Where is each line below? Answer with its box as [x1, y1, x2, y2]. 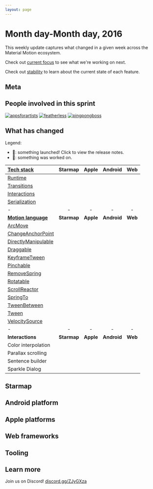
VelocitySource [7, 318, 43, 324]
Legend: [5, 140, 22, 146]
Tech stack [7, 166, 34, 173]
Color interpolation [7, 342, 50, 348]
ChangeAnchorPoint [7, 230, 54, 237]
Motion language [7, 214, 48, 221]
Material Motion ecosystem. [5, 49, 61, 55]
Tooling [5, 449, 28, 457]
